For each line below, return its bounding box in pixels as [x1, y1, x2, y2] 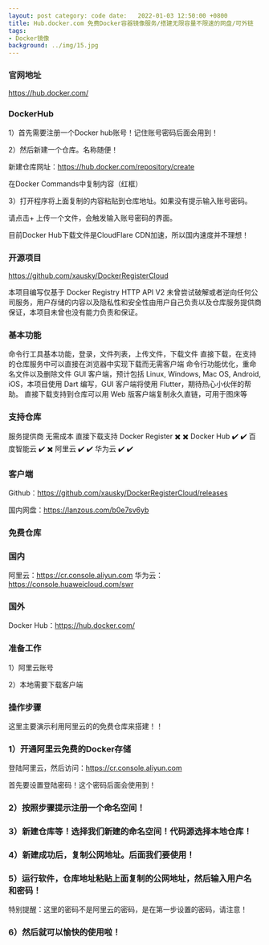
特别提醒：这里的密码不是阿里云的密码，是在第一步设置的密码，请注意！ [8, 905, 247, 914]
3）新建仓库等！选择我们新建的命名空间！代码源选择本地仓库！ [8, 826, 252, 837]
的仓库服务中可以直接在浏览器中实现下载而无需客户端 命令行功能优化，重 [8, 359, 250, 369]
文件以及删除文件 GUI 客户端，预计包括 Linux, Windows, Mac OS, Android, [14, 369, 261, 379]
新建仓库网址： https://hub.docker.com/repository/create [8, 161, 195, 171]
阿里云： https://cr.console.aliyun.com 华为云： [8, 571, 163, 580]
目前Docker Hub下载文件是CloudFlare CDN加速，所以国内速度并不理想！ [8, 230, 249, 239]
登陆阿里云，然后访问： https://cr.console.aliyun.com [8, 764, 182, 773]
